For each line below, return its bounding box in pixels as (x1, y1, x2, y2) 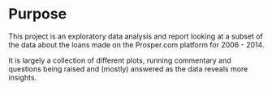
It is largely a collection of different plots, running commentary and (8, 55, 231, 65)
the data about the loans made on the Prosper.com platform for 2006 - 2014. (8, 39, 265, 49)
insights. (8, 72, 37, 82)
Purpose (8, 5, 67, 23)
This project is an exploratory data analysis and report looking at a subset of (8, 31, 264, 41)
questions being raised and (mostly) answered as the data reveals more (8, 63, 248, 73)
